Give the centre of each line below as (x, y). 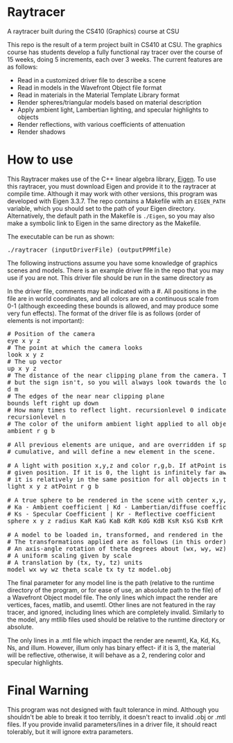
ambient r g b (31, 431)
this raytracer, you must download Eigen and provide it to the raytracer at (112, 186)
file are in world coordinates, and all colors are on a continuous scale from (113, 298)
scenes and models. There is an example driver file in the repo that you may (115, 270)
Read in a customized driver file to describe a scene (92, 80)
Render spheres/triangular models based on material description (110, 102)
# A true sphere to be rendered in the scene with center (108, 500)
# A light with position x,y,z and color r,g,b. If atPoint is (117, 465)
